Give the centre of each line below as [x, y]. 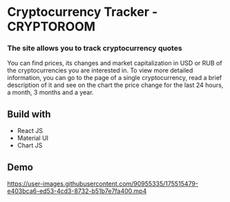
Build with [29, 114]
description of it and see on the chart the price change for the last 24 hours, [115, 85]
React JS [30, 131]
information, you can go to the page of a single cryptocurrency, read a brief [115, 78]
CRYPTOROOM [51, 27]
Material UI [33, 138]
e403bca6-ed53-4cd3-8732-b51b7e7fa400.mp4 [77, 191]
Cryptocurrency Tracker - [83, 12]
